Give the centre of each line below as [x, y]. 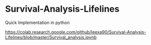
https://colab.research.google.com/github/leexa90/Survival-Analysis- [76, 32]
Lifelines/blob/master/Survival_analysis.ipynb [51, 37]
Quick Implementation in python [37, 22]
